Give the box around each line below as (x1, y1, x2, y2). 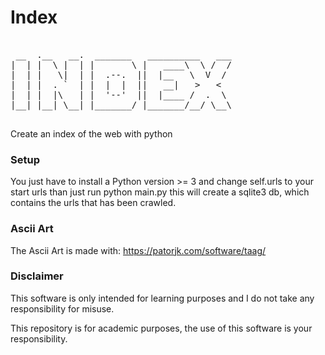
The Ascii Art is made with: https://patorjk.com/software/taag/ (10, 244, 267, 256)
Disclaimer (10, 269, 64, 283)
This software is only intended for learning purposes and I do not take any (10, 292, 315, 304)
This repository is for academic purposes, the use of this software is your (10, 322, 313, 334)
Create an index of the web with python (10, 127, 173, 140)
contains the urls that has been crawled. (10, 197, 177, 209)
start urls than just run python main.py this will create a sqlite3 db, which (10, 186, 310, 198)
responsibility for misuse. (10, 302, 115, 315)
